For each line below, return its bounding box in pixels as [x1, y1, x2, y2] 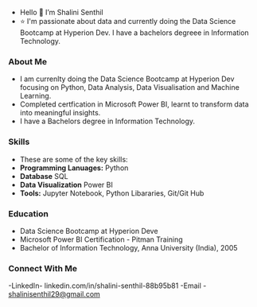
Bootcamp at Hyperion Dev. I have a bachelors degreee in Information [19, 28, 249, 37]
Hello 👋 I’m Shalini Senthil [19, 8, 103, 17]
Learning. [19, 91, 52, 101]
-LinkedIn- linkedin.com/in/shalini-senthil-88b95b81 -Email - [8, 281, 207, 290]
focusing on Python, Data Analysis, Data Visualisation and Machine [19, 83, 240, 92]
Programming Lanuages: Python [19, 163, 129, 173]
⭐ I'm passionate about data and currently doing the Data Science [19, 17, 236, 25]
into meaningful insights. [19, 108, 101, 118]
